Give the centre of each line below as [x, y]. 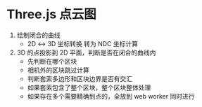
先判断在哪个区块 [52, 61]
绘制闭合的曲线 [38, 35]
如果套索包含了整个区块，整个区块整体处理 [89, 87]
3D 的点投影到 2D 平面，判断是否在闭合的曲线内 [86, 52]
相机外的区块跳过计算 [58, 70]
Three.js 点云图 [51, 14]
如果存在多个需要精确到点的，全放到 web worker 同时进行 [111, 96]
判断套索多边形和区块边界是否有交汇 [80, 78]
